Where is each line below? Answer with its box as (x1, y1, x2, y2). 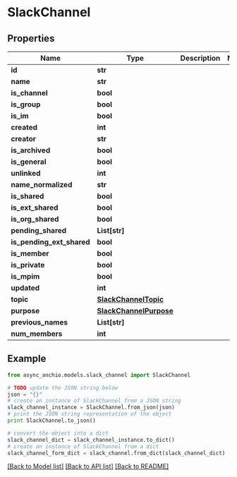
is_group (11, 99, 41, 109)
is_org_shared (11, 215, 59, 224)
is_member (11, 248, 49, 258)
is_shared (11, 191, 44, 201)
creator (11, 134, 37, 143)
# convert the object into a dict (7, 430, 109, 437)
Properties (7, 32, 55, 44)
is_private (11, 260, 45, 270)
